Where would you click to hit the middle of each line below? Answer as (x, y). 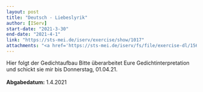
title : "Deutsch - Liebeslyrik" (47, 18)
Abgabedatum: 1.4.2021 (37, 82)
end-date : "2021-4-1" (34, 34)
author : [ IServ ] (27, 23)
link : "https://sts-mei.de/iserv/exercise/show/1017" (76, 40)
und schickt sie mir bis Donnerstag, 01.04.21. (62, 69)
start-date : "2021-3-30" (37, 29)
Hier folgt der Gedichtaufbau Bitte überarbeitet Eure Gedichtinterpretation (98, 63)
